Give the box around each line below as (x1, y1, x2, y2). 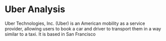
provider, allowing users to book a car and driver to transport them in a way (5, 25, 161, 31)
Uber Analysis (5, 4, 66, 15)
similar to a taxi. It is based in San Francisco (5, 31, 96, 37)
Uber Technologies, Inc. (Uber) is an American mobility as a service (5, 20, 145, 26)
